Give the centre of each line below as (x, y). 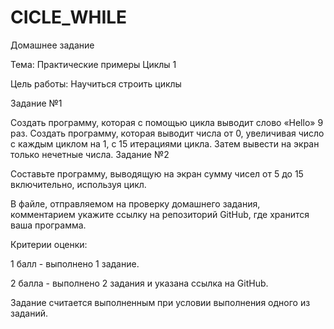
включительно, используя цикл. (78, 184)
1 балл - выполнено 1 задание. (75, 263)
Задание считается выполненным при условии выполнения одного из (160, 302)
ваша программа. (48, 225)
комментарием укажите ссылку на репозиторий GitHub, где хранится (160, 214)
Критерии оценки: (49, 244)
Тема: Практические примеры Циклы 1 (93, 64)
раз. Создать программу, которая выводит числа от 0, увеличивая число (167, 133)
